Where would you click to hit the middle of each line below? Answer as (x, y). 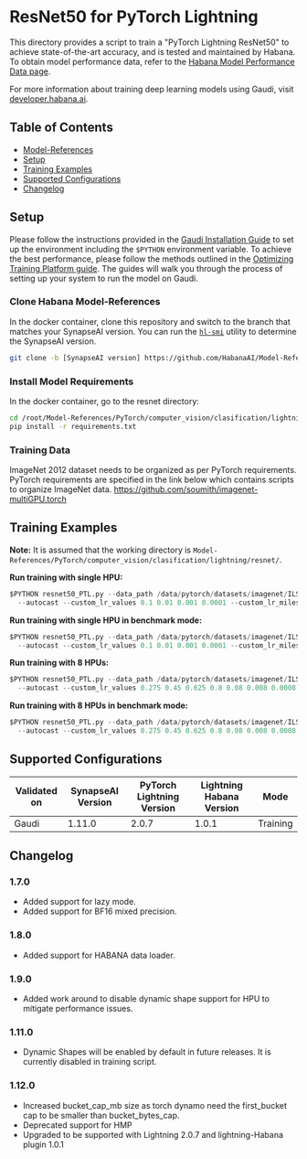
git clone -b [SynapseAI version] (75, 358)
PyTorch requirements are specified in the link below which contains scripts (152, 480)
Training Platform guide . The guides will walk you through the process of (146, 268)
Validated (36, 790)
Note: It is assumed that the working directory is (101, 550)
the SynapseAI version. (53, 341)
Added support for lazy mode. (79, 902)
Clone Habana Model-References (85, 302)
